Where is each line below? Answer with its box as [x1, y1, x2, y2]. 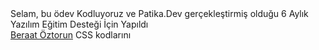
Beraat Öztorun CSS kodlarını [10, 29, 132, 41]
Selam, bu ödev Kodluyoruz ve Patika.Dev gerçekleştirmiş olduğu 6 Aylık [10, 8, 309, 19]
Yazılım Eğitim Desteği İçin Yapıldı [10, 18, 149, 30]
